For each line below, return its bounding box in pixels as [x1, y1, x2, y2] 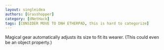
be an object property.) [5, 40, 52, 46]
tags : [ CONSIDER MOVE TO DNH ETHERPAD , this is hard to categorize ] [5, 21, 149, 26]
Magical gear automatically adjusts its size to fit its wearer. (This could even [5, 34, 159, 40]
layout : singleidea [5, 7, 45, 12]
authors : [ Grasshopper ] [5, 12, 54, 17]
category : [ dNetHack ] [5, 16, 50, 21]
